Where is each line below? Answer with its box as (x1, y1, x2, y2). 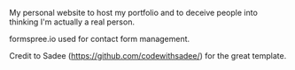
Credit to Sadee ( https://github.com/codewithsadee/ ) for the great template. (9, 51, 287, 60)
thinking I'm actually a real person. (9, 17, 136, 27)
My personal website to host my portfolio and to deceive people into (9, 8, 259, 17)
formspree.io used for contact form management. (9, 34, 190, 44)
